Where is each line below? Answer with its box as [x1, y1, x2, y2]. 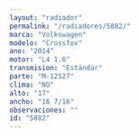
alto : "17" [9, 88, 51, 97]
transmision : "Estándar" [9, 64, 103, 73]
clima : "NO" [9, 80, 54, 89]
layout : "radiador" [9, 13, 83, 23]
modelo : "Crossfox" [9, 38, 83, 48]
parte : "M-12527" [9, 72, 75, 81]
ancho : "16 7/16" [9, 96, 75, 106]
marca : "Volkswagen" [9, 30, 88, 39]
